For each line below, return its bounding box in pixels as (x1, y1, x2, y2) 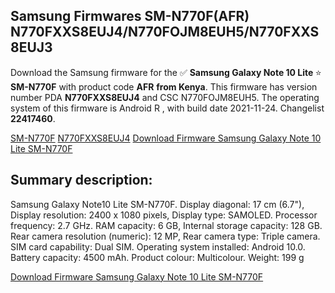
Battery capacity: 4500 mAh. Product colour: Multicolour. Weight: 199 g (10, 251, 305, 263)
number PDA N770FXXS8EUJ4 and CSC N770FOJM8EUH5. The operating (10, 91, 320, 103)
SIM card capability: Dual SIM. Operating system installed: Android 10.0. (10, 240, 306, 253)
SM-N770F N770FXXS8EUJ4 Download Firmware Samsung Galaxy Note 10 (10, 132, 322, 144)
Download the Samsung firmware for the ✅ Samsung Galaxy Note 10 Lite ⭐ (10, 66, 322, 78)
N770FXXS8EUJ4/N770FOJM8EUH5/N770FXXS (10, 24, 320, 41)
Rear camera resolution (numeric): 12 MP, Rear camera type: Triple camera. (10, 230, 321, 242)
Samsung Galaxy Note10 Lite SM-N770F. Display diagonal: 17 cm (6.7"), (10, 198, 305, 210)
